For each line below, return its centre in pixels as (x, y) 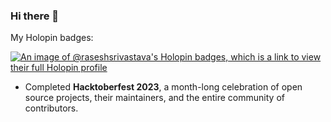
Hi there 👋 (35, 16)
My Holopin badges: (52, 38)
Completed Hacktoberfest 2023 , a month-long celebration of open (163, 87)
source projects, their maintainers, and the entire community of (154, 98)
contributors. (51, 108)
